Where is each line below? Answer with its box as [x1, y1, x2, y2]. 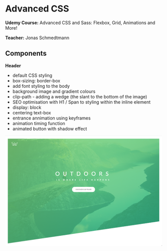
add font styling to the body [12, 83, 70, 89]
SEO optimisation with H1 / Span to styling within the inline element [12, 99, 151, 105]
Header [5, 62, 21, 68]
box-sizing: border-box [12, 77, 61, 83]
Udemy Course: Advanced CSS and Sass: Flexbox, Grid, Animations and [5, 20, 155, 26]
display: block [12, 104, 42, 110]
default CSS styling [12, 72, 53, 78]
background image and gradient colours [12, 88, 96, 94]
